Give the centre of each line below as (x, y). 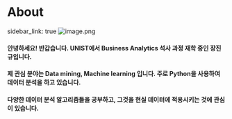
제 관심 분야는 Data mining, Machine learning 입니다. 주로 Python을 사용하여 (114, 74)
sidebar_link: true (32, 31)
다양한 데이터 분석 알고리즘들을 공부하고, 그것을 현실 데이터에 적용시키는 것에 (110, 99)
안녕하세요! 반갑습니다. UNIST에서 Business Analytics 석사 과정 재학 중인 (108, 48)
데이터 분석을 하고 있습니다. (44, 82)
